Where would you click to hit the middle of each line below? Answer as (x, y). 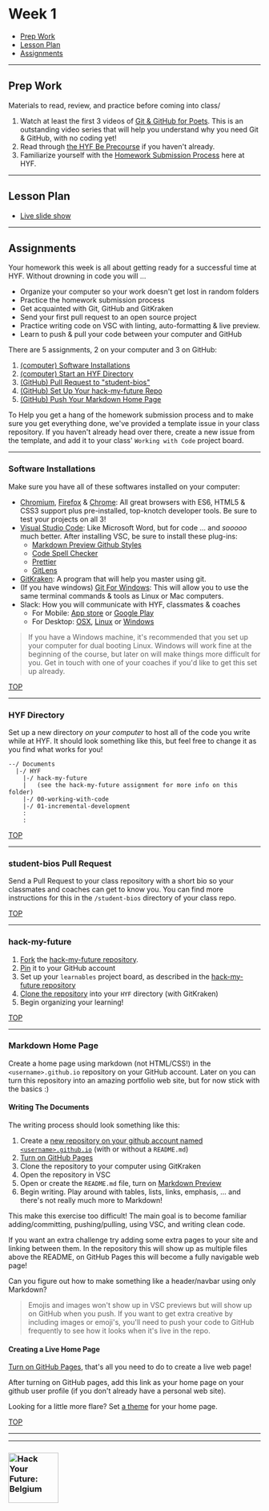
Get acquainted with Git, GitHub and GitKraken (96, 309)
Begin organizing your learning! (72, 1002)
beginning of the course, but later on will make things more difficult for (144, 654)
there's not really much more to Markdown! (91, 1200)
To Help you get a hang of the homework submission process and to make (131, 415)
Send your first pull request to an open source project (108, 317)
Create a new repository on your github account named (111, 1141)
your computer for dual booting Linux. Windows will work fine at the (140, 645)
